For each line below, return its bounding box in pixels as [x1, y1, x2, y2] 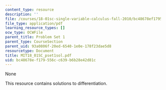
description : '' [5, 12, 39, 17]
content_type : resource [5, 7, 54, 12]
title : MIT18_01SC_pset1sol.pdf [5, 53, 72, 58]
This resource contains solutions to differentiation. [5, 81, 108, 87]
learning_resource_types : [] [5, 26, 65, 30]
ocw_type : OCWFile [5, 30, 43, 35]
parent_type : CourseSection [5, 39, 63, 44]
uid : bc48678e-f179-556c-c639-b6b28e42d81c [5, 58, 96, 62]
